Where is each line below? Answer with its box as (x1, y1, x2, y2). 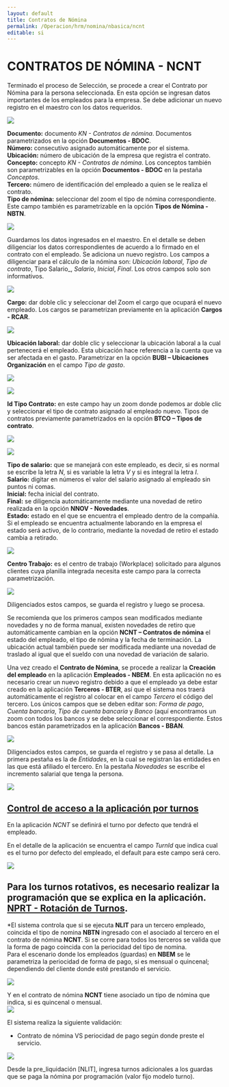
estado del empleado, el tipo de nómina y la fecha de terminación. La (7, 636, 202, 644)
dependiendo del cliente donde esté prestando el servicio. (7, 964, 172, 972)
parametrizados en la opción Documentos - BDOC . (7, 136, 152, 145)
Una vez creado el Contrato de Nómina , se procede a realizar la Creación (7, 663, 216, 672)
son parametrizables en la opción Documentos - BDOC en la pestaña (7, 166, 202, 174)
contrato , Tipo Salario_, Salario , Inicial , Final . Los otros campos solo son (7, 265, 211, 273)
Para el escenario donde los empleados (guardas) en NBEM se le (7, 950, 191, 958)
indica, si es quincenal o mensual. (7, 998, 103, 1006)
